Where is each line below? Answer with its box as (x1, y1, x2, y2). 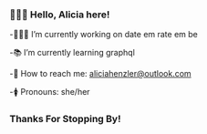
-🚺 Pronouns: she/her (9, 87, 90, 98)
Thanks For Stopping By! (9, 113, 121, 126)
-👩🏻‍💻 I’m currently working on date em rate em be (9, 29, 199, 40)
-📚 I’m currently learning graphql (9, 47, 135, 58)
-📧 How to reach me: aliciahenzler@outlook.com (9, 68, 191, 79)
